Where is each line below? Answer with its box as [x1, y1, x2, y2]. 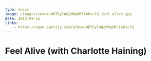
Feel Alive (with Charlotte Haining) [5, 46, 147, 57]
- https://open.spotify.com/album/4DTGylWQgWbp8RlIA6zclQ [14, 25, 134, 30]
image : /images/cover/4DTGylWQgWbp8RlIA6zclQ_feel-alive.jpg [5, 12, 132, 16]
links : [5, 20, 19, 25]
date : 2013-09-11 [5, 16, 40, 21]
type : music [5, 7, 29, 12]
